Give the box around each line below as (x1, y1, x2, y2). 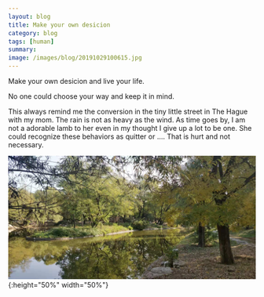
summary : (8, 45, 37, 54)
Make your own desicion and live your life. (8, 77, 145, 85)
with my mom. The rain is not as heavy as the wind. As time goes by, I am (8, 115, 246, 125)
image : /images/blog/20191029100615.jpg (8, 54, 143, 62)
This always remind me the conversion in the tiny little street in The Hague (8, 107, 248, 116)
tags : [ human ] (8, 38, 55, 45)
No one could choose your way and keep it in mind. (8, 92, 175, 101)
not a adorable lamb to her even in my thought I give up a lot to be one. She (8, 124, 252, 132)
